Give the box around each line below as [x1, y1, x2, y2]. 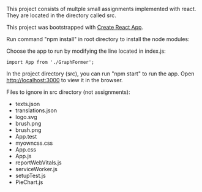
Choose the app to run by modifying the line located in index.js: [6, 47, 166, 55]
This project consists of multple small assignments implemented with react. [6, 6, 196, 12]
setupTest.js [15, 172, 46, 179]
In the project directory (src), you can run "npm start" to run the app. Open [6, 70, 195, 77]
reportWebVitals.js [15, 159, 62, 166]
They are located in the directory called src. [6, 12, 116, 19]
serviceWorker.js [15, 166, 58, 172]
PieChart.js [15, 179, 43, 186]
